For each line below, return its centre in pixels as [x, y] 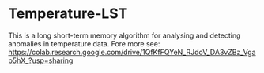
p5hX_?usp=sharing [41, 60]
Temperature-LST [68, 14]
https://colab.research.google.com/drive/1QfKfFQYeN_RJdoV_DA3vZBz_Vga [132, 52]
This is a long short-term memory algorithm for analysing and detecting [124, 35]
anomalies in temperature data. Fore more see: [84, 43]
